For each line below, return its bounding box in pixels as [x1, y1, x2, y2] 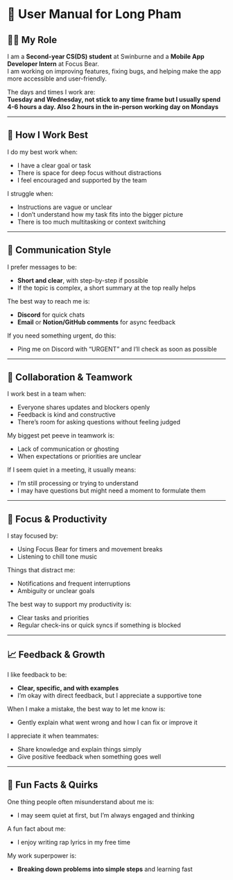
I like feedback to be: [7, 670, 67, 679]
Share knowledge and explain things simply [17, 745, 142, 754]
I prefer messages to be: [7, 263, 78, 271]
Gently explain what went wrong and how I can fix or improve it [17, 718, 198, 727]
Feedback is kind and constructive [17, 410, 116, 419]
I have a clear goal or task [17, 161, 92, 169]
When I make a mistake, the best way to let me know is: [7, 705, 166, 713]
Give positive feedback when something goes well [17, 753, 162, 761]
